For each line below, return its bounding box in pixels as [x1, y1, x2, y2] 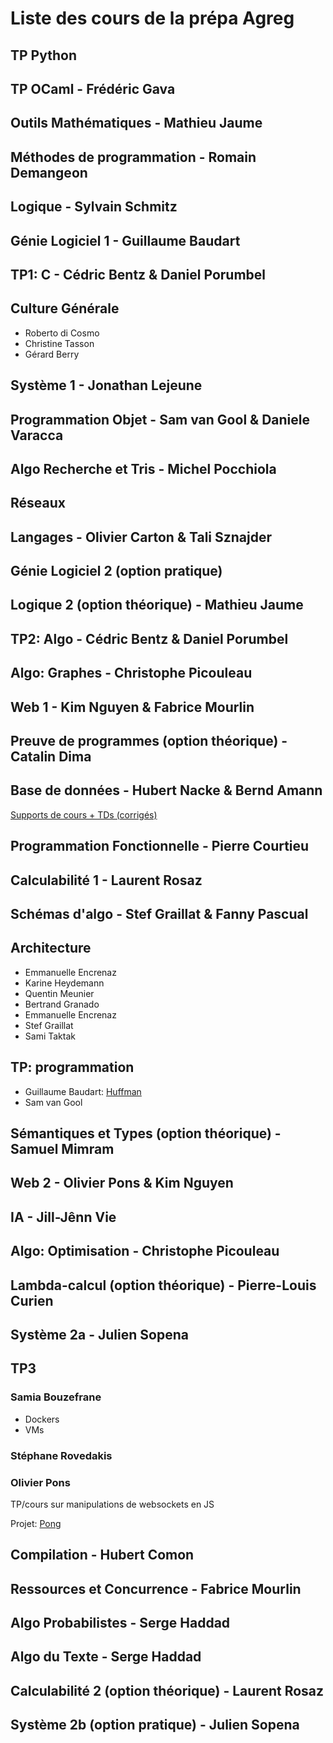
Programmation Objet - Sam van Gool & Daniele [10, 411, 310, 428]
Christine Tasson [24, 337, 95, 349]
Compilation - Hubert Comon [10, 1547, 195, 1564]
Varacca [10, 427, 64, 444]
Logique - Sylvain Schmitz [10, 198, 178, 216]
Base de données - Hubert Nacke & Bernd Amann [10, 782, 323, 799]
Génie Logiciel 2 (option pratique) [10, 563, 223, 580]
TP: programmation [10, 1059, 135, 1076]
